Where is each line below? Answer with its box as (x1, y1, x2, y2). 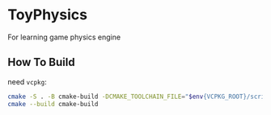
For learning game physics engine (7, 32, 121, 42)
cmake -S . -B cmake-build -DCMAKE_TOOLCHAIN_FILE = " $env (7, 92, 204, 101)
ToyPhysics (7, 6, 88, 24)
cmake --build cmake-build (7, 100, 99, 108)
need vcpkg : (7, 76, 47, 86)
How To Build (7, 55, 75, 69)
